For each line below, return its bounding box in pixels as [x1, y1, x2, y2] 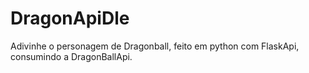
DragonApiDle [10, 7, 130, 30]
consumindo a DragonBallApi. [10, 50, 133, 62]
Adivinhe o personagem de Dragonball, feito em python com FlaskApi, [10, 40, 300, 52]
